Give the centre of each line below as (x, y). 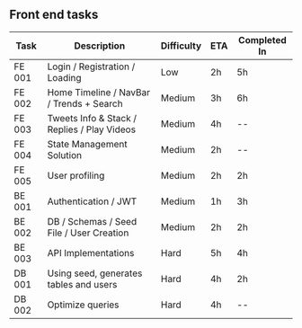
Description (100, 46)
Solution (65, 155)
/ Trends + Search (85, 103)
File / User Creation (88, 233)
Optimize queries (83, 305)
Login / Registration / (91, 66)
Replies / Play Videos (92, 129)
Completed (262, 40)
